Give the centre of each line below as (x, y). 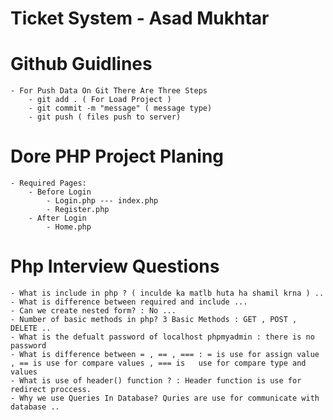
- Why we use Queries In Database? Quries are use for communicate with (165, 398)
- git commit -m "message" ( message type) (120, 108)
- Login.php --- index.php (102, 201)
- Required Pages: (48, 183)
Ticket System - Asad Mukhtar (140, 18)
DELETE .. (31, 328)
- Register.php (78, 210)
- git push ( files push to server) (105, 117)
